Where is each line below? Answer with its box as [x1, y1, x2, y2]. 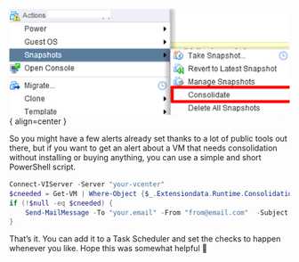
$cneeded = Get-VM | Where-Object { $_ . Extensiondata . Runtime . [9, 189, 245, 198]
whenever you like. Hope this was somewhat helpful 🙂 [9, 243, 207, 254]
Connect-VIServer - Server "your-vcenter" [9, 179, 166, 189]
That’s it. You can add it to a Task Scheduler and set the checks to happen [9, 233, 281, 244]
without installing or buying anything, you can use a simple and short [9, 151, 262, 162]
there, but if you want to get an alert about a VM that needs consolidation [9, 143, 278, 153]
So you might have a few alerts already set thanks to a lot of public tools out [9, 133, 287, 143]
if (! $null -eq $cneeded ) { [9, 199, 114, 208]
